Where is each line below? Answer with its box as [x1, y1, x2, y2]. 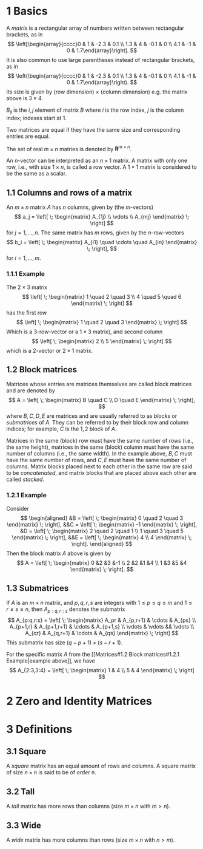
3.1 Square [6, 746, 47, 757]
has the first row [6, 309, 47, 316]
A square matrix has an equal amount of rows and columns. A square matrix [6, 762, 196, 769]
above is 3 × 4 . [6, 94, 44, 101]
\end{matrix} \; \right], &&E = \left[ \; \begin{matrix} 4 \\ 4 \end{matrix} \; [12, 533, 192, 541]
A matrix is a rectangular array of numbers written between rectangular [6, 24, 185, 32]
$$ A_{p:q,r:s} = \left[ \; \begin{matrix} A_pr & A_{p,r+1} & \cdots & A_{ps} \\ [7, 616, 196, 624]
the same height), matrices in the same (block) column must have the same [6, 443, 195, 451]
